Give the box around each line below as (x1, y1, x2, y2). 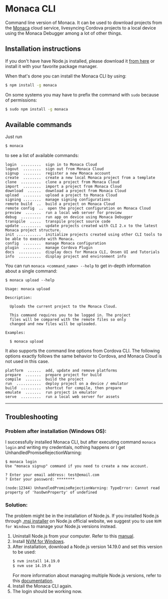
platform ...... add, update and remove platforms (5, 368, 117, 373)
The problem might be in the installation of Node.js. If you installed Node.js (5, 513, 159, 519)
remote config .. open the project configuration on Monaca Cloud (5, 206, 151, 211)
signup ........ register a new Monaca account (5, 171, 111, 176)
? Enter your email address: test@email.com (5, 472, 99, 477)
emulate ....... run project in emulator (5, 390, 97, 395)
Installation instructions (5, 44, 81, 53)
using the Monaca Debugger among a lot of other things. (5, 30, 122, 36)
